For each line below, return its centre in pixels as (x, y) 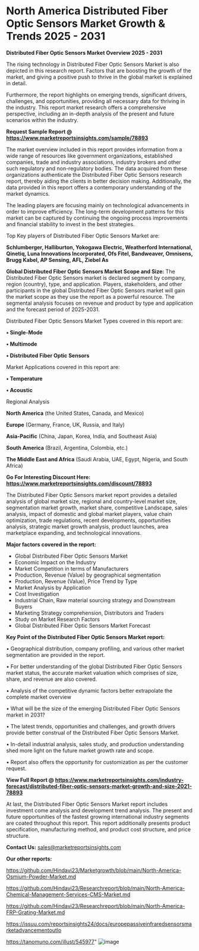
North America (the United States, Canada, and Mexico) (75, 413)
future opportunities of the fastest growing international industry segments (97, 817)
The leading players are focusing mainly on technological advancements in (98, 205)
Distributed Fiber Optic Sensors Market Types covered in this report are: (94, 321)
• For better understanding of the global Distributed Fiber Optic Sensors (94, 666)
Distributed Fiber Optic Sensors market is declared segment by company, (96, 277)
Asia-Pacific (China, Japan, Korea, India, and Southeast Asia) (82, 436)
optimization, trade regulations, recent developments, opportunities (89, 520)
